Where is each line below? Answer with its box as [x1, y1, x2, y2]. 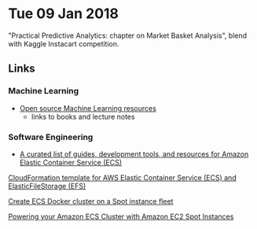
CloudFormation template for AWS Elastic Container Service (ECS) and [8, 172, 237, 182]
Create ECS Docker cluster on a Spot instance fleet [8, 196, 174, 205]
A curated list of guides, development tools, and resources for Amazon [19, 149, 249, 158]
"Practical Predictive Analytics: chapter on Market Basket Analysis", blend [8, 31, 248, 40]
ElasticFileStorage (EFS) [8, 181, 86, 190]
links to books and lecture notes [31, 112, 135, 121]
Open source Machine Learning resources [19, 103, 157, 113]
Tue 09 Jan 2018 [8, 5, 119, 23]
